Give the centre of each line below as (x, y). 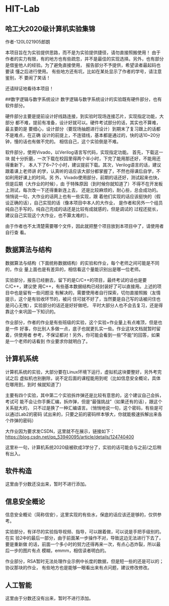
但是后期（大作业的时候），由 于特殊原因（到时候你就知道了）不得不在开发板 (84, 184)
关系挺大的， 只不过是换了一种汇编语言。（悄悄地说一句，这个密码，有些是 (82, 408)
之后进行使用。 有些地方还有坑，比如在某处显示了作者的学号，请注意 (91, 71)
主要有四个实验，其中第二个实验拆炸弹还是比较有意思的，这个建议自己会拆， (84, 395)
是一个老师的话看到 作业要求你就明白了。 (48, 341)
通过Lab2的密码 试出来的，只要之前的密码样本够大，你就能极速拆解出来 (83, 414)
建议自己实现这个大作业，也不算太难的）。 (48, 215)
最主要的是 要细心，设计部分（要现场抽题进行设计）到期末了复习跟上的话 (81, 129)
